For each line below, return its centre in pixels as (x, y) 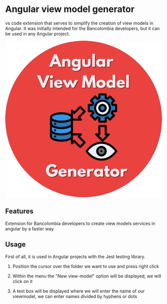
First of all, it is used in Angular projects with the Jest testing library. (75, 256)
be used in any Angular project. (38, 34)
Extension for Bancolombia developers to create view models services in (80, 223)
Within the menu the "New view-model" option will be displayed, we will (87, 276)
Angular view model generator (70, 9)
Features (19, 211)
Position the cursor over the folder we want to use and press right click (86, 266)
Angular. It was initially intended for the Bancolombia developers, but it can (82, 28)
